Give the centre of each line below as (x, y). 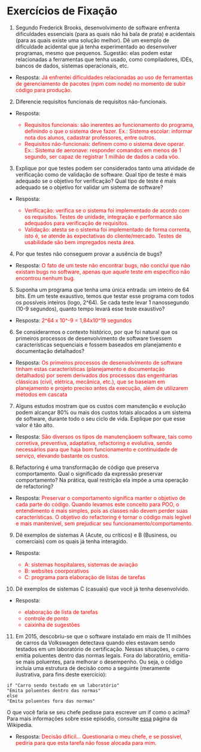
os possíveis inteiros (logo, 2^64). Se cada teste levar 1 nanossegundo (102, 302)
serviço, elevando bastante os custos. (62, 455)
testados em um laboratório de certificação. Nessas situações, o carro (102, 649)
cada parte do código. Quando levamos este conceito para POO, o (97, 504)
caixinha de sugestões (52, 625)
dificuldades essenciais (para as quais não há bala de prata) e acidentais (105, 34)
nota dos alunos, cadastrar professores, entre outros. (90, 137)
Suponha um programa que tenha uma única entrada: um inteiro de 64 (102, 290)
